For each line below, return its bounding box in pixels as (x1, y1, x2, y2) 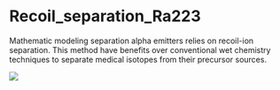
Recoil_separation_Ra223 (9, 6, 201, 26)
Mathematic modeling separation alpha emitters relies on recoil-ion (9, 35, 254, 46)
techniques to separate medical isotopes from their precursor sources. (9, 54, 268, 64)
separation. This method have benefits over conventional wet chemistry (9, 44, 271, 55)
